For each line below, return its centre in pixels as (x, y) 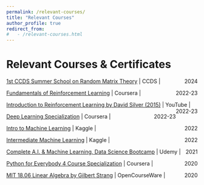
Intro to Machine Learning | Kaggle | (51, 129)
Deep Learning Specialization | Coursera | (59, 116)
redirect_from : (25, 29)
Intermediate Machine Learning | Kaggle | (58, 140)
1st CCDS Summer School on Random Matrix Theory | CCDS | (83, 81)
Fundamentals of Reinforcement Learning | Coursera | (74, 93)
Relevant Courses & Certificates (89, 65)
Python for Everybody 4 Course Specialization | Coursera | (80, 164)
